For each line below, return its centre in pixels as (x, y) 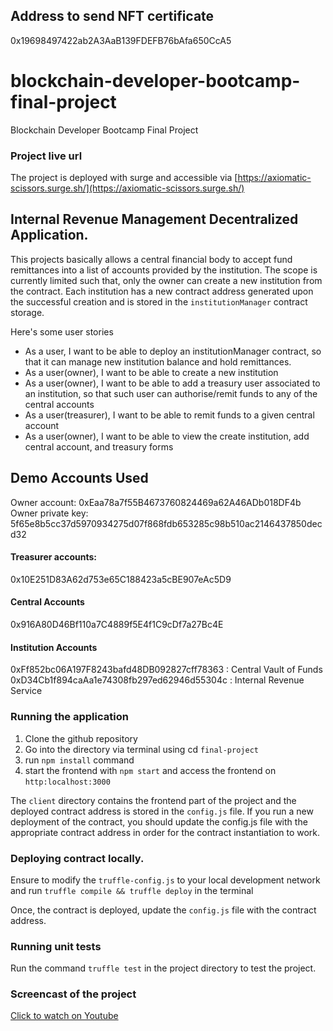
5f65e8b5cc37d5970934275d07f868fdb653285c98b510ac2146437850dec (166, 523)
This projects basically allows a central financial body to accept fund (151, 259)
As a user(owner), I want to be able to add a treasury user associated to (172, 383)
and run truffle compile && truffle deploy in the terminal (132, 890)
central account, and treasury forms (99, 446)
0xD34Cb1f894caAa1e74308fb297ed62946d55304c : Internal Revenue (157, 680)
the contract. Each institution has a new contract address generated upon (162, 291)
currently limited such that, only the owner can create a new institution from (166, 280)
